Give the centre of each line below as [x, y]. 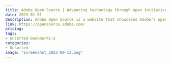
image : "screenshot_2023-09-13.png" [44, 52]
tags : [11, 34]
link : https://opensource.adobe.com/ [45, 24]
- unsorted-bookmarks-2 [31, 39]
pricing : [15, 29]
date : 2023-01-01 [24, 15]
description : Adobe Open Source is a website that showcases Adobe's [81, 19]
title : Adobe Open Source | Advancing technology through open [74, 10]
